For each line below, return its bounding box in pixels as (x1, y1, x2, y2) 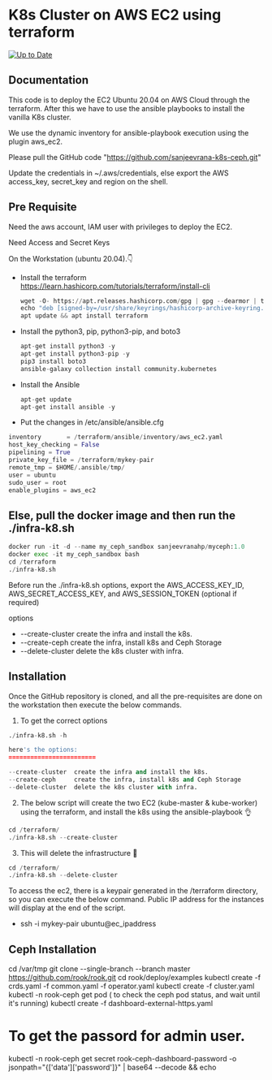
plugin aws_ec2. (8, 136, 63, 146)
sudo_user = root (8, 478, 67, 486)
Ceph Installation (8, 942, 97, 956)
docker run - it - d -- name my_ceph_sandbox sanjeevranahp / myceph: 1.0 (8, 542, 245, 551)
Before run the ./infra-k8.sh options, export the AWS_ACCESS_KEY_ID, (8, 580, 245, 590)
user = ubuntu (8, 471, 57, 479)
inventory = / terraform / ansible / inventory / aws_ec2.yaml (8, 433, 223, 442)
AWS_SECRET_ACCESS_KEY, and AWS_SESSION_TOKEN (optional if (8, 589, 237, 598)
